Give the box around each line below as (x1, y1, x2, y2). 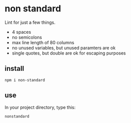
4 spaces (11, 29, 31, 35)
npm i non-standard (4, 77, 45, 82)
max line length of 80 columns (11, 39, 74, 45)
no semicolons (11, 34, 42, 40)
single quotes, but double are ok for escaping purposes (11, 50, 126, 56)
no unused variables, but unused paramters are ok (11, 45, 116, 51)
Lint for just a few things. (4, 19, 56, 25)
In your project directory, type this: (4, 104, 76, 110)
